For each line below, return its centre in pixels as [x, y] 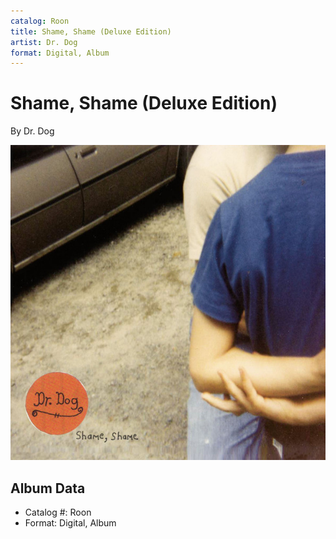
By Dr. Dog [32, 131]
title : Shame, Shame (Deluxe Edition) [91, 31]
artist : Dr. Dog [44, 42]
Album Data [48, 488]
